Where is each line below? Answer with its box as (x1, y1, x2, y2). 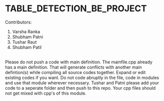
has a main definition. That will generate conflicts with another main (5, 64, 142, 70)
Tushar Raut (12, 39, 37, 45)
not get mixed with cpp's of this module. (5, 90, 87, 96)
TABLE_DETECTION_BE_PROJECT (5, 3, 147, 14)
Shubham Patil (12, 44, 42, 50)
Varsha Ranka (12, 28, 40, 34)
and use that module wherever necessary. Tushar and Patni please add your (5, 79, 160, 86)
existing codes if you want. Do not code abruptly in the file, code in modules (5, 75, 160, 80)
